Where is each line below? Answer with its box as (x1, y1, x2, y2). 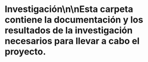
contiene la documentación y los (5, 14, 143, 25)
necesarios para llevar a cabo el (5, 35, 140, 47)
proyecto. (5, 46, 46, 57)
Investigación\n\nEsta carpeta (5, 3, 133, 15)
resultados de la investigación (5, 25, 133, 36)
